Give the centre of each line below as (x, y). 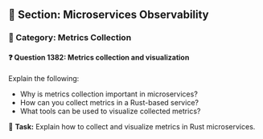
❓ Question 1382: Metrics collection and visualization (99, 57)
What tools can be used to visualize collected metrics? (110, 111)
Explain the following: (44, 78)
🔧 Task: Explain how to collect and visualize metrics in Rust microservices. (132, 126)
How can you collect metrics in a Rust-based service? (109, 102)
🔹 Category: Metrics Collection (70, 38)
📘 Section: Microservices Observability (109, 15)
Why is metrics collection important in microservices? (109, 94)
